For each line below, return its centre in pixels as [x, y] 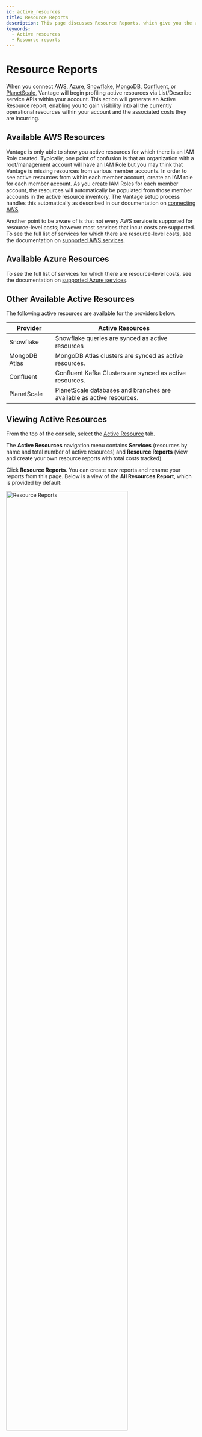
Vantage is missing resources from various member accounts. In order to [97, 171]
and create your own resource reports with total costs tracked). [85, 458]
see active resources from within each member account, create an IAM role [100, 177]
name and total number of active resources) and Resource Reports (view [97, 452]
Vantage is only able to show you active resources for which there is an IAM [100, 152]
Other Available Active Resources [70, 299]
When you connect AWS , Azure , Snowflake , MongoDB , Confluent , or [91, 86]
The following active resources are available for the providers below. [91, 313]
